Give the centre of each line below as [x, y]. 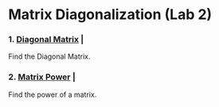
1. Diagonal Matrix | [46, 40]
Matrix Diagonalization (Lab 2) [110, 15]
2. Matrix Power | [42, 77]
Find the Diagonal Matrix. [49, 56]
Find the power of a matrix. [53, 94]
